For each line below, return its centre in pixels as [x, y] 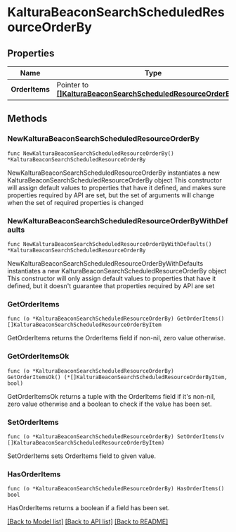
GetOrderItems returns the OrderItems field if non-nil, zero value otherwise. [117, 338]
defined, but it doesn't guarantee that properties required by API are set [111, 285]
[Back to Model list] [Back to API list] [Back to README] [88, 521]
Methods [27, 119]
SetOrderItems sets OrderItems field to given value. [82, 456]
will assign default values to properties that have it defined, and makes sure [117, 187]
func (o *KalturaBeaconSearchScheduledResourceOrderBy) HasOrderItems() [116, 489]
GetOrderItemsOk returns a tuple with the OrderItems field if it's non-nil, [111, 396]
